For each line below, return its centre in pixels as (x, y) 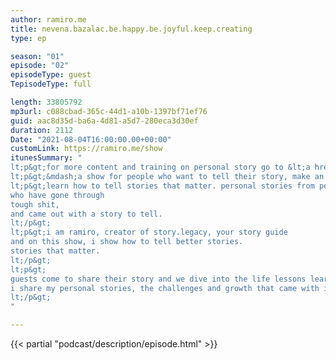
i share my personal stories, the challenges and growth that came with (165, 288)
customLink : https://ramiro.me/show (86, 149)
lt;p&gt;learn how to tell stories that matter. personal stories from (162, 186)
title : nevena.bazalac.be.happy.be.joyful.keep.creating (131, 29)
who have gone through (57, 195)
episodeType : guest (51, 75)
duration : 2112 (42, 130)
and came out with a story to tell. (86, 214)
